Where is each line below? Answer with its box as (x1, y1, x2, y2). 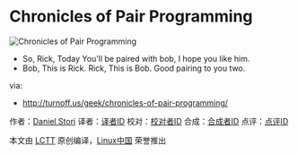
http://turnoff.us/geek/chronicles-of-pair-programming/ (22, 97, 229, 108)
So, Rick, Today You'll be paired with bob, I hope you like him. (22, 53, 250, 64)
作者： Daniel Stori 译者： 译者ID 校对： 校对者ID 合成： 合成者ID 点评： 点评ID (9, 115, 289, 126)
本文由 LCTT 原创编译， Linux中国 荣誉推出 (9, 134, 167, 145)
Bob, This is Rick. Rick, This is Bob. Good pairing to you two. (22, 63, 246, 73)
